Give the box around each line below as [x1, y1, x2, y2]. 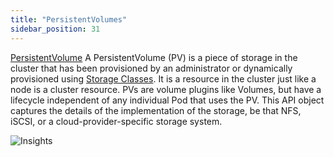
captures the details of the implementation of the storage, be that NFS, [10, 104, 302, 116]
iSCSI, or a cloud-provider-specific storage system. [10, 115, 223, 127]
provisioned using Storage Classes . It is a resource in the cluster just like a [10, 72, 317, 85]
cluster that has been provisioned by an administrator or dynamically [10, 62, 293, 74]
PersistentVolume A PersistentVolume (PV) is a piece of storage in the [10, 51, 298, 63]
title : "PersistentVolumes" [10, 14, 128, 25]
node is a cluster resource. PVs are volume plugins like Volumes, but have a [10, 83, 322, 95]
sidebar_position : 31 [10, 24, 101, 34]
